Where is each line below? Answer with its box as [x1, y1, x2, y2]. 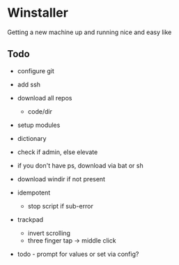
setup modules [17, 121, 61, 129]
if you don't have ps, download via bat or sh [17, 161, 144, 169]
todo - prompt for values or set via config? [17, 250, 139, 258]
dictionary [17, 134, 47, 142]
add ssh [17, 80, 40, 89]
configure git [17, 66, 54, 75]
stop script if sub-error [27, 202, 94, 210]
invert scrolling [27, 229, 71, 237]
